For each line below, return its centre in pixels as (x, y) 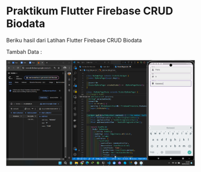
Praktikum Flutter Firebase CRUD (90, 11)
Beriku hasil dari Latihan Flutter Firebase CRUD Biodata (74, 40)
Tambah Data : (24, 51)
